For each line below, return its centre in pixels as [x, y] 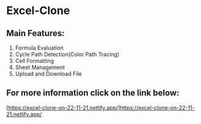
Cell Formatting [35, 61]
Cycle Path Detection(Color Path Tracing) [67, 54]
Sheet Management [40, 67]
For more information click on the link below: [93, 93]
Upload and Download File [49, 74]
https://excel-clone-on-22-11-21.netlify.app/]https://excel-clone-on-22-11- [101, 108]
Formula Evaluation [39, 48]
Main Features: [36, 33]
